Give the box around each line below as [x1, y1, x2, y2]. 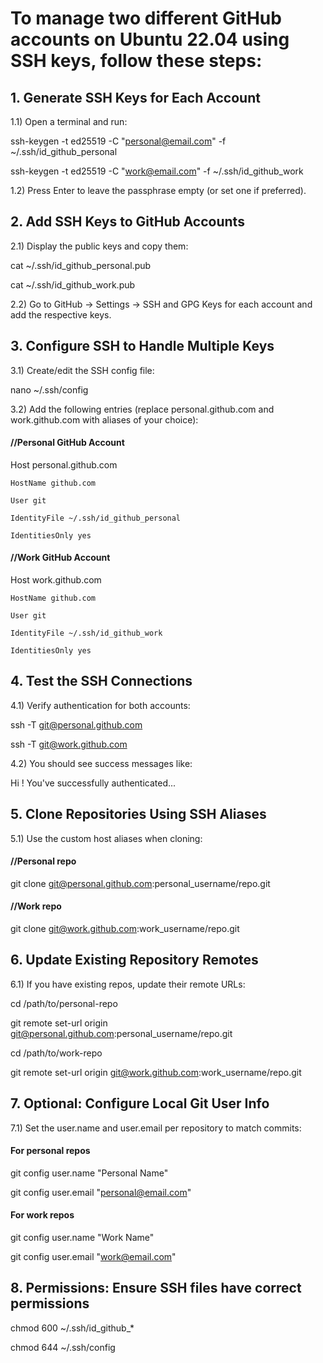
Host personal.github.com [10, 458, 118, 471]
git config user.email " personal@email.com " [10, 1186, 192, 1198]
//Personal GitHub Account [10, 437, 125, 449]
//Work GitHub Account [10, 552, 111, 564]
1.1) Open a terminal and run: [10, 116, 128, 127]
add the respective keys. [10, 308, 112, 321]
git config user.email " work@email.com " [10, 1251, 177, 1263]
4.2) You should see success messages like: [10, 757, 193, 769]
